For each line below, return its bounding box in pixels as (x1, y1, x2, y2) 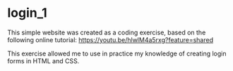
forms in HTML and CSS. (7, 56, 80, 65)
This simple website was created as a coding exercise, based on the (7, 28, 206, 37)
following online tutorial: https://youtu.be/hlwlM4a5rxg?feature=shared (7, 35, 214, 44)
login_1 (7, 5, 47, 21)
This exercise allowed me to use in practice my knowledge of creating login (7, 49, 227, 58)
